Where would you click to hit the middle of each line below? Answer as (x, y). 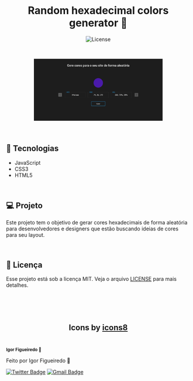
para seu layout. (25, 235)
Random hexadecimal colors (98, 11)
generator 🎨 (98, 23)
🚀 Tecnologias (32, 149)
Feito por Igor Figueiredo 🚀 (38, 360)
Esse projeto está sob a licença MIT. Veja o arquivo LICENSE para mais (92, 279)
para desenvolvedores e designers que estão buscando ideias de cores (92, 229)
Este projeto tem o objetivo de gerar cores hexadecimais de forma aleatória (97, 223)
